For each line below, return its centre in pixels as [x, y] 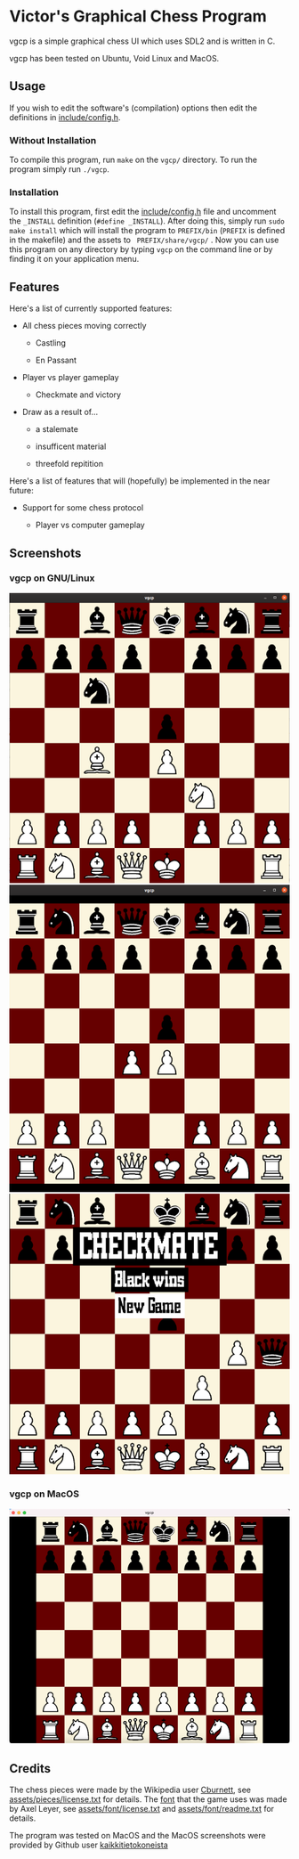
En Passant [56, 360]
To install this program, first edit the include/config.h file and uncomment [143, 212]
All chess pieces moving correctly [84, 326]
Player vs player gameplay [70, 378]
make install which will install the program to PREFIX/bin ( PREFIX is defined [147, 231]
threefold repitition [69, 464]
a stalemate [57, 429]
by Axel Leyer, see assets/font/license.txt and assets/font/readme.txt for [141, 1808]
